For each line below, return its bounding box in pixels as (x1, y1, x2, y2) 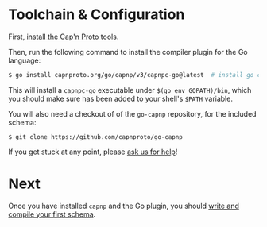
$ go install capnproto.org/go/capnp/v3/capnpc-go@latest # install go (8, 71, 254, 79)
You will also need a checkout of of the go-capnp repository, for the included (8, 109, 257, 118)
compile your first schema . (8, 209, 96, 219)
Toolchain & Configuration (8, 6, 185, 24)
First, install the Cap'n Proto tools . (8, 32, 119, 41)
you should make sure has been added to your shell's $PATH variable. (8, 94, 233, 103)
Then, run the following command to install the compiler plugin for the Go (8, 47, 248, 56)
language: (8, 56, 41, 65)
